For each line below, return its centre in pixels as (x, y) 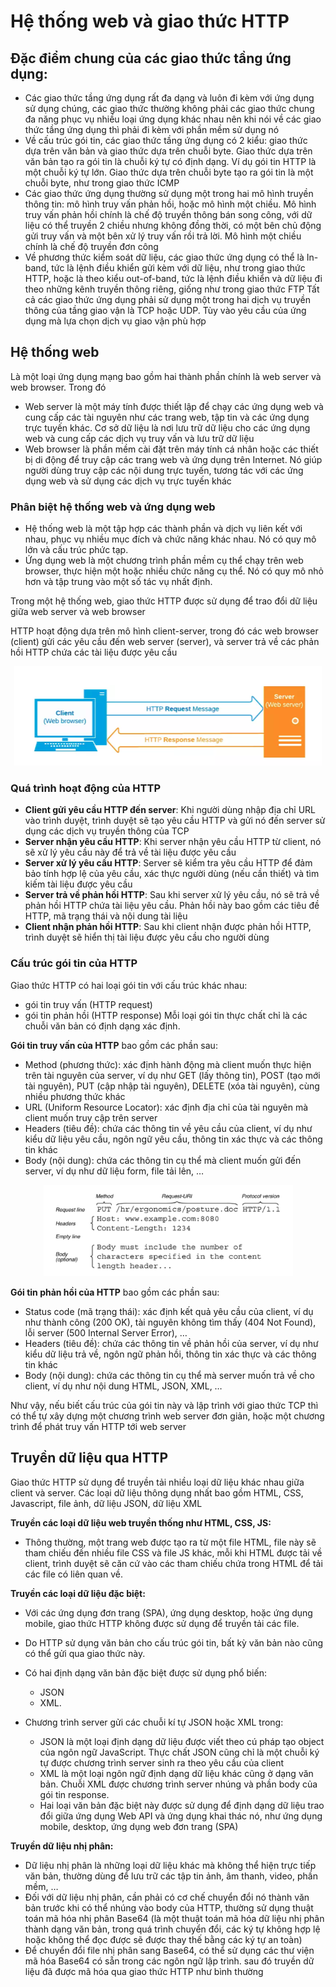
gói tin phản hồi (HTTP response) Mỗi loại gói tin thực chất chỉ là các (166, 1015)
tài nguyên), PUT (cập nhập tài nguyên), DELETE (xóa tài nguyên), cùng (172, 1086)
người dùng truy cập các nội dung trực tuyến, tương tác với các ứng (164, 470)
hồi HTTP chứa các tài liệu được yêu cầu (94, 652)
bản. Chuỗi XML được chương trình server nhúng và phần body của (178, 1784)
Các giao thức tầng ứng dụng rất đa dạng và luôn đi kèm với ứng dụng (169, 98)
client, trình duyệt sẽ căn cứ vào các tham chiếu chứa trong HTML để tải (173, 1563)
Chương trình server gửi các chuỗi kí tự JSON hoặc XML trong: (154, 1722)
